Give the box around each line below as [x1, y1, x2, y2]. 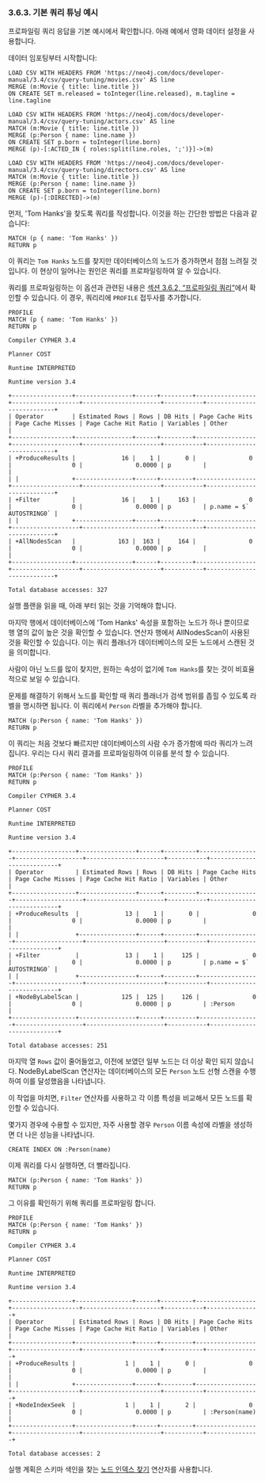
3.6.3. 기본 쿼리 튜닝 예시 [8, 6, 99, 17]
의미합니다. [16, 647, 51, 657]
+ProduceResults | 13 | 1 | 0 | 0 [15, 910, 257, 918]
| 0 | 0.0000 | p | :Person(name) [8, 1408, 257, 1416]
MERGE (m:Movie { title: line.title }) [8, 83, 140, 91]
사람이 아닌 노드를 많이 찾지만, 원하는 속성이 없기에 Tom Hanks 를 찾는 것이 [8, 664, 234, 674]
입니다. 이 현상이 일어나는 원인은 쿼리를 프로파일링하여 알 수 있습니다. [8, 266, 221, 276]
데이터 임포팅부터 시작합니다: [8, 53, 97, 63]
